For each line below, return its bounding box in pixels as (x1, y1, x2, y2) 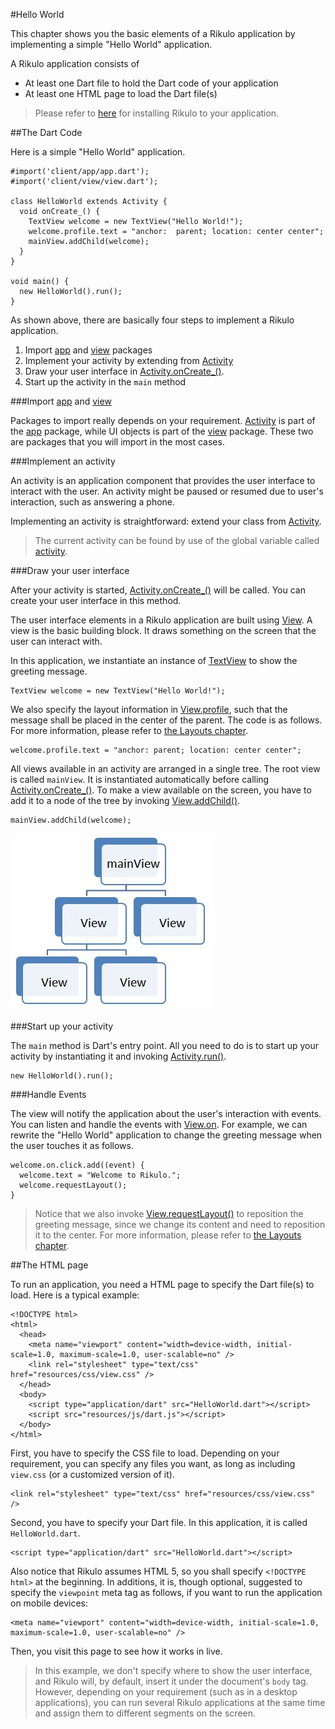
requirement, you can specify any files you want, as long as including (10, 1458, 296, 1469)
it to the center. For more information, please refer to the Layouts (34, 1229, 302, 1241)
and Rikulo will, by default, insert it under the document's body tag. (34, 1675, 309, 1687)
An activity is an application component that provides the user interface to (10, 475, 316, 486)
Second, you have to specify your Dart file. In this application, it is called (10, 1517, 308, 1528)
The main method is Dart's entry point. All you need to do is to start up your (10, 1040, 320, 1051)
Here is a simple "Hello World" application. (10, 146, 186, 158)
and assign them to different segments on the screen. (34, 1707, 257, 1719)
